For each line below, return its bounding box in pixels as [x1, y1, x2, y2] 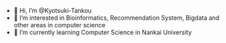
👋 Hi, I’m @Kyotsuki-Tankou [13, 7, 92, 14]
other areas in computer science [13, 21, 106, 29]
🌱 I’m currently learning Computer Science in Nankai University [13, 28, 192, 36]
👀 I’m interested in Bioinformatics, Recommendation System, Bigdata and [13, 14, 220, 22]
